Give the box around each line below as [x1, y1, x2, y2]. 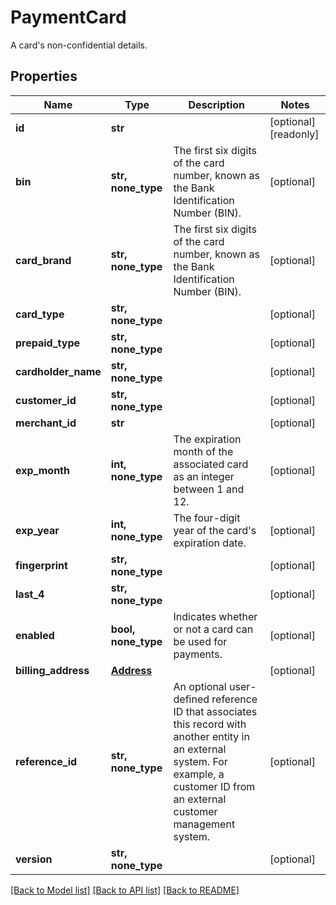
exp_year [15, 523, 60, 537]
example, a [173, 767, 225, 781]
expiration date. [173, 536, 247, 550]
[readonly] [269, 127, 320, 141]
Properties [10, 68, 78, 85]
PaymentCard [10, 6, 127, 29]
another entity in [173, 729, 250, 743]
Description [188, 97, 245, 111]
